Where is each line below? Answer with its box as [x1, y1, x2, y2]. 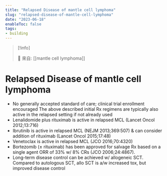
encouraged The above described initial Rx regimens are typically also [12, 106, 158, 112]
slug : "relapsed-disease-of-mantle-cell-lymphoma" [5, 12, 114, 17]
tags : [5, 26, 17, 31]
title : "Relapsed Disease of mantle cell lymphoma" [5, 7, 116, 13]
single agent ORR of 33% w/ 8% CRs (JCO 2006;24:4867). [12, 149, 135, 155]
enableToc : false [5, 21, 42, 27]
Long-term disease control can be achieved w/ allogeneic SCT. [12, 154, 144, 160]
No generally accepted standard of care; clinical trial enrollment [12, 101, 145, 107]
